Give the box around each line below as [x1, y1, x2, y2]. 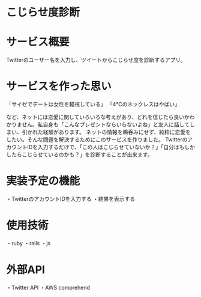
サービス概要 [6, 35, 70, 49]
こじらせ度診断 [6, 5, 80, 19]
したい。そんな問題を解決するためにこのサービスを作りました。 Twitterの [6, 136, 188, 143]
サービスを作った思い [6, 79, 112, 93]
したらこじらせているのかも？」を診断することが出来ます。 [6, 151, 153, 158]
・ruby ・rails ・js [6, 239, 51, 246]
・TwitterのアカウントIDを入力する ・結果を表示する [6, 195, 136, 202]
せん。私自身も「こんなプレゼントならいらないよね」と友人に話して [22, 121, 190, 128]
